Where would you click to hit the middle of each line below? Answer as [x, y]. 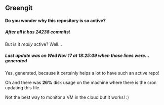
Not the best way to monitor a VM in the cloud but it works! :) [67, 97]
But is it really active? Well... [34, 44]
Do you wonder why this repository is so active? [56, 20]
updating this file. [23, 87]
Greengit [19, 8]
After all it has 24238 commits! [38, 32]
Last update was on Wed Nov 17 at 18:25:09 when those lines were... [77, 55]
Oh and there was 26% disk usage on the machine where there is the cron [81, 82]
